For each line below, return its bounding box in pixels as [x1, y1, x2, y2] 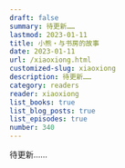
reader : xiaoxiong [9, 89, 79, 98]
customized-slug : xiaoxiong [9, 64, 117, 74]
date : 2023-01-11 [9, 47, 76, 56]
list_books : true [9, 97, 76, 107]
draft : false [9, 13, 59, 23]
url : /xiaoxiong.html [9, 55, 92, 64]
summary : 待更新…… [9, 22, 76, 31]
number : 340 [9, 124, 55, 133]
